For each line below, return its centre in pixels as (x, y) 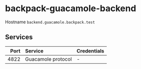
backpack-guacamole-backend (70, 9)
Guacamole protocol (48, 59)
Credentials (90, 51)
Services (19, 37)
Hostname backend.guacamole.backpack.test (50, 22)
